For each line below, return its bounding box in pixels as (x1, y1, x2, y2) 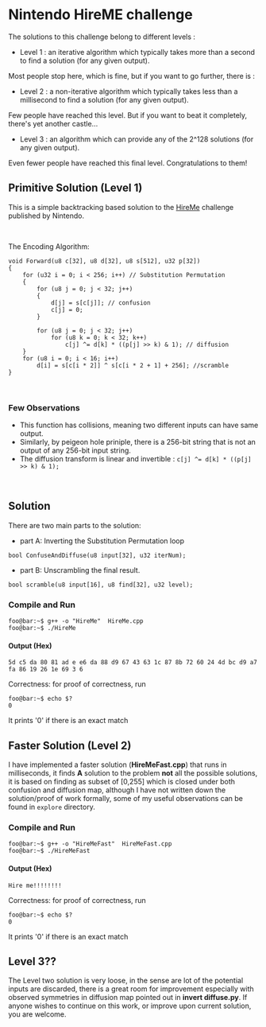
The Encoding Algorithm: (8, 241, 90, 251)
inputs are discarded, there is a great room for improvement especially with (8, 984, 254, 994)
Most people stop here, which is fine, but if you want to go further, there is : (8, 71, 256, 80)
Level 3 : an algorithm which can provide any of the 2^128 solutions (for (19, 134, 254, 144)
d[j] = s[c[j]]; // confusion (50, 298, 151, 307)
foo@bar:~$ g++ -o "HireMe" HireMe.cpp (8, 617, 145, 625)
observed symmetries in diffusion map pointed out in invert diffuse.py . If (8, 993, 248, 1002)
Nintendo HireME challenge (8, 6, 193, 24)
